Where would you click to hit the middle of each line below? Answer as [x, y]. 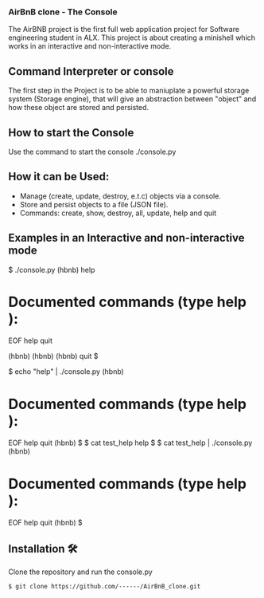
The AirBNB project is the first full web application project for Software [124, 30]
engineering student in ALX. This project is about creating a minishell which [132, 37]
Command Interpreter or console [91, 71]
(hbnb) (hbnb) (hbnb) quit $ [53, 356]
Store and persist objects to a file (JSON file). [94, 204]
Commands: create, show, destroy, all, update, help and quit [118, 213]
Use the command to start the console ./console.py [92, 151]
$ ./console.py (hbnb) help [52, 269]
